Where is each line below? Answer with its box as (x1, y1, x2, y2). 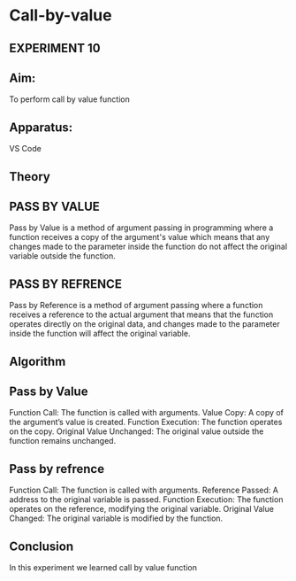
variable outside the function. (9, 251, 117, 261)
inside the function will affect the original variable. (9, 329, 191, 339)
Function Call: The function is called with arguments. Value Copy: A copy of (9, 407, 285, 418)
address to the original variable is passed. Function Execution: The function (9, 494, 284, 505)
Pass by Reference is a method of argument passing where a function (9, 300, 263, 311)
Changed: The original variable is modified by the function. (9, 513, 224, 523)
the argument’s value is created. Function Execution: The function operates (9, 417, 283, 428)
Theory (9, 169, 51, 184)
